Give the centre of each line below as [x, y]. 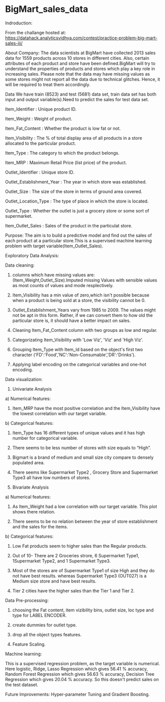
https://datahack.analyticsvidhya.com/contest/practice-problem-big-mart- [81, 38]
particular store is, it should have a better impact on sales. [71, 320]
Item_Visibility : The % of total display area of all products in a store [74, 138]
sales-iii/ [14, 43]
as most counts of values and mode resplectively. [63, 285]
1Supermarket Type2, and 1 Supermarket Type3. [61, 561]
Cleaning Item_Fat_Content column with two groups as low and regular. [85, 330]
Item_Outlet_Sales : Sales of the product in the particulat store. [69, 225]
